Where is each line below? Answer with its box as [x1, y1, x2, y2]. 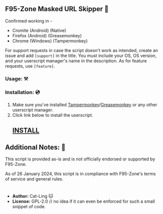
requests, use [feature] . [5, 63, 55, 69]
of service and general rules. [5, 176, 64, 182]
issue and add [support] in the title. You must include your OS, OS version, [5, 53, 157, 58]
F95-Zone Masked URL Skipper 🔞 [5, 5, 109, 13]
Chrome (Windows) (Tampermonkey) [12, 38, 88, 44]
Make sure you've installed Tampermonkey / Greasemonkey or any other [12, 102, 158, 108]
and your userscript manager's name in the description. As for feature [5, 57, 147, 64]
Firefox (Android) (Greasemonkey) [12, 32, 82, 38]
